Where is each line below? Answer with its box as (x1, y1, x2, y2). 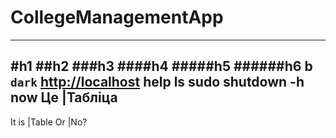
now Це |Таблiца (10, 89, 118, 106)
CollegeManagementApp (10, 6, 224, 29)
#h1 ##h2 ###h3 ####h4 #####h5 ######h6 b (10, 58, 313, 75)
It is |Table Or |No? (10, 116, 88, 128)
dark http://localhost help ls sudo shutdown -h (10, 74, 305, 91)
